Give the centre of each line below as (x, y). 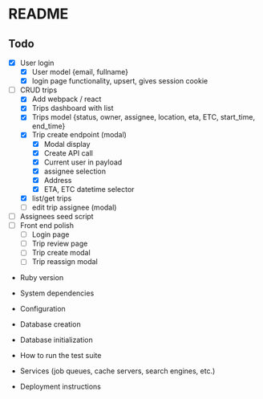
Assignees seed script (57, 216)
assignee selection (75, 171)
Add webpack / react (67, 99)
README (38, 14)
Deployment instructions (61, 387)
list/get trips (52, 198)
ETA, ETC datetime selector (89, 189)
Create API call (69, 153)
